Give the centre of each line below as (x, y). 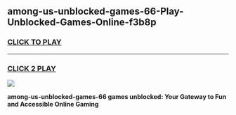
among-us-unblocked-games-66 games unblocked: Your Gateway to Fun (117, 96)
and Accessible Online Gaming (53, 104)
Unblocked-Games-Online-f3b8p (82, 23)
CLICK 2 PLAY (32, 68)
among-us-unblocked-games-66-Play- (96, 11)
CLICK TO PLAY (34, 43)
